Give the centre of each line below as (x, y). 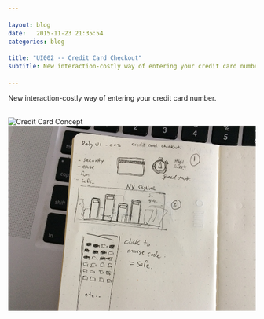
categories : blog (37, 42)
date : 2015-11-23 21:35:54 (56, 33)
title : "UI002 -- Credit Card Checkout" (75, 58)
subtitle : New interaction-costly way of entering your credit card (123, 67)
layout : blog (29, 25)
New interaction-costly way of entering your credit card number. (112, 97)
